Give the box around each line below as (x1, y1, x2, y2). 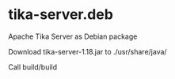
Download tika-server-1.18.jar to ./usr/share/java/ (8, 47, 168, 56)
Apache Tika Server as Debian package (8, 32, 138, 41)
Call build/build (8, 62, 58, 72)
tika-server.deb (8, 6, 113, 24)
